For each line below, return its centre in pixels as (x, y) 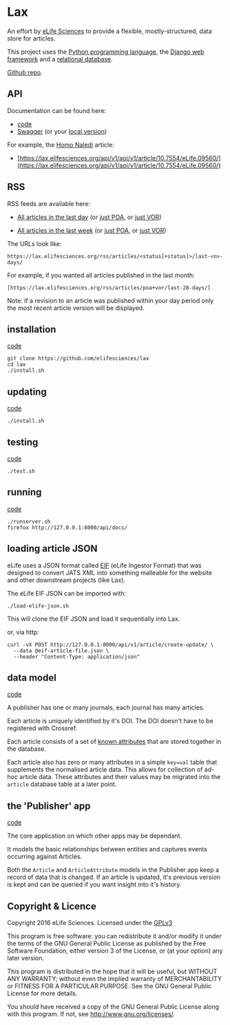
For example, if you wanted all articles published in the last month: (101, 275)
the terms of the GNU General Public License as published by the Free (107, 944)
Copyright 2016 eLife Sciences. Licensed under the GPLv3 (90, 923)
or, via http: (23, 632)
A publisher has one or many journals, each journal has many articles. (106, 707)
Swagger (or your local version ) (62, 131)
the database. (27, 749)
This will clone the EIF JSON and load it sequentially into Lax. (94, 619)
